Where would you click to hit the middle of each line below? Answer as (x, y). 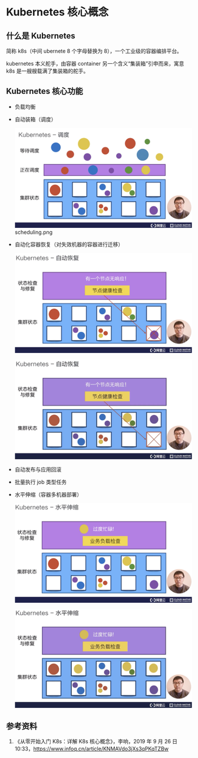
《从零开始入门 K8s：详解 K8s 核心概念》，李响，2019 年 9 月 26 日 (96, 741)
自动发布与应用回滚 (38, 469)
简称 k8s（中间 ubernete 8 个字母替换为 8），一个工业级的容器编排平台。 (94, 51)
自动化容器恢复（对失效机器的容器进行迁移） (69, 244)
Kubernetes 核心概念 (57, 12)
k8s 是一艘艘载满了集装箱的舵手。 (47, 71)
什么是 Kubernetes (41, 36)
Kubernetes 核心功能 (45, 91)
